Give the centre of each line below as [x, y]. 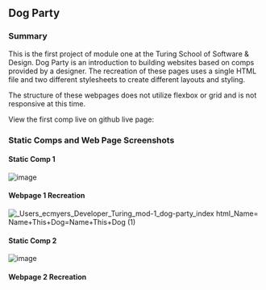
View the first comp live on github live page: [81, 119]
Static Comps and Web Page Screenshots [91, 140]
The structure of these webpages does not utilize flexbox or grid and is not [133, 95]
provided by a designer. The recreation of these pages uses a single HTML [133, 71]
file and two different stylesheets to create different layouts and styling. [127, 79]
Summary [28, 36]
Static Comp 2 [33, 240]
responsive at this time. [47, 103]
